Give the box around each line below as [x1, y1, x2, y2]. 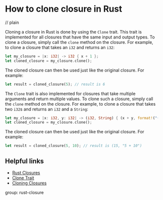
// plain [5, 19, 19, 25]
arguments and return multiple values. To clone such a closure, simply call [5, 96, 154, 102]
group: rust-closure [5, 190, 44, 195]
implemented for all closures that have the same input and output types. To [5, 34, 155, 40]
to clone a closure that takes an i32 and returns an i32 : [5, 44, 115, 50]
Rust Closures [12, 170, 40, 176]
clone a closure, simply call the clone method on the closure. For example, [5, 39, 154, 45]
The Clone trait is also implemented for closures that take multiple [5, 91, 136, 96]
